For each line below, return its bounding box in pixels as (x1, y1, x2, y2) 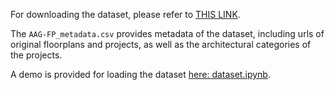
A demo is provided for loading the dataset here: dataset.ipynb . (10, 69, 271, 80)
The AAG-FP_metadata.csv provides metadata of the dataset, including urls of (10, 28, 325, 39)
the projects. (10, 49, 63, 61)
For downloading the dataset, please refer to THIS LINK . (10, 9, 241, 20)
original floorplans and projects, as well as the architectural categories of (10, 39, 312, 50)
